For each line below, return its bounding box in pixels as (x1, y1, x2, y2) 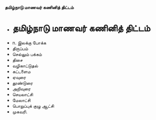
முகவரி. (12, 108, 28, 114)
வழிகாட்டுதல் (12, 62, 38, 68)
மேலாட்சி (12, 97, 31, 103)
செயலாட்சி (12, 91, 33, 98)
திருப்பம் (12, 45, 29, 52)
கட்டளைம (12, 68, 31, 75)
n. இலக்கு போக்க (12, 39, 47, 45)
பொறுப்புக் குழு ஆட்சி (12, 103, 54, 109)
